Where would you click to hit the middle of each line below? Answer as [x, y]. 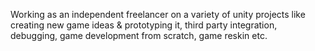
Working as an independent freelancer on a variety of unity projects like [158, 14]
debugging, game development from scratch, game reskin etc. [139, 35]
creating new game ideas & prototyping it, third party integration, [144, 25]
